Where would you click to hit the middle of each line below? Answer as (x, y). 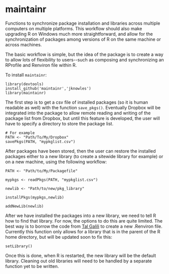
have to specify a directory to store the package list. (59, 123)
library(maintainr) (26, 93)
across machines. (23, 44)
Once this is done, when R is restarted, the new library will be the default (81, 255)
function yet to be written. (32, 266)
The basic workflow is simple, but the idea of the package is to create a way (84, 54)
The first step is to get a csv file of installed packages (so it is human (77, 102)
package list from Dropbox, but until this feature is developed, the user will (83, 118)
